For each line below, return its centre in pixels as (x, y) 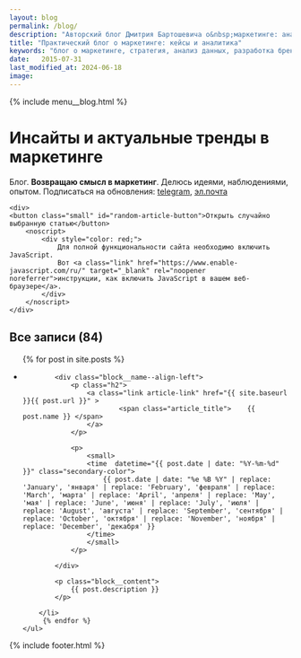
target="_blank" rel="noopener (147, 270)
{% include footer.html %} (57, 645)
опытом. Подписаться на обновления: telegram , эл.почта (119, 191)
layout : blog (34, 18)
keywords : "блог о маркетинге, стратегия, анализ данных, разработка (142, 51)
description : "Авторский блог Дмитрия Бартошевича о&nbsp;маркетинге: (144, 34)
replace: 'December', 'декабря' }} (89, 526)
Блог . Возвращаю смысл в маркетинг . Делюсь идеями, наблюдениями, (149, 181)
